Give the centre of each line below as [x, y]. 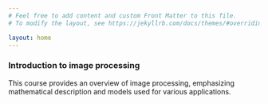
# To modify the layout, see [57, 23]
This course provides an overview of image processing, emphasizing [122, 83]
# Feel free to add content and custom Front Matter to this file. [123, 16]
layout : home [30, 38]
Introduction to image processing [74, 66]
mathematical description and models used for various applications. [120, 91]
